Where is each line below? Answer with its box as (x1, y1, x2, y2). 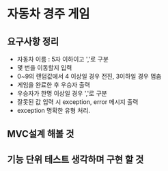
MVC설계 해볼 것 (7, 128, 74, 140)
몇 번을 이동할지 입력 (16, 64, 72, 72)
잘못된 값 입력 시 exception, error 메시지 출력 (16, 98, 139, 106)
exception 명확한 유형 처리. (16, 107, 91, 114)
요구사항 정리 (7, 36, 59, 47)
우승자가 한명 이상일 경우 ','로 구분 (16, 90, 107, 97)
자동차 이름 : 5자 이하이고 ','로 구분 (16, 55, 109, 63)
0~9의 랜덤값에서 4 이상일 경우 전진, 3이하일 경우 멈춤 (16, 73, 162, 80)
